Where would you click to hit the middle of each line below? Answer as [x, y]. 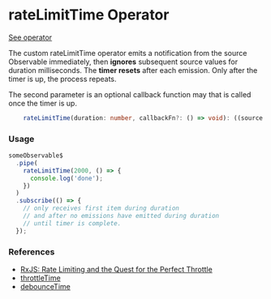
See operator [30, 37]
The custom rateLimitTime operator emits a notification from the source [128, 53]
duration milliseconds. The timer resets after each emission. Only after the [133, 70]
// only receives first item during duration [101, 208]
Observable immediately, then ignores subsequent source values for [123, 62]
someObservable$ [36, 156]
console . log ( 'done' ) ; [67, 178]
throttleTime [40, 278]
